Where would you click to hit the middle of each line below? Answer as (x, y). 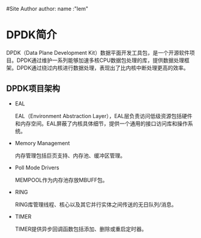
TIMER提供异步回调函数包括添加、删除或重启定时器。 (81, 229)
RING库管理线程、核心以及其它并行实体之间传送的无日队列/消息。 (96, 204)
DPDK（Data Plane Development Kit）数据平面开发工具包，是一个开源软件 (98, 52)
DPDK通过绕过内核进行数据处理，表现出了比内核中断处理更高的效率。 (103, 67)
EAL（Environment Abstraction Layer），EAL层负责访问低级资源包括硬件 (103, 116)
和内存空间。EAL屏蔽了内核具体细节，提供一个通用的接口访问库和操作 (101, 124)
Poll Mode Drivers (37, 168)
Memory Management (42, 143)
